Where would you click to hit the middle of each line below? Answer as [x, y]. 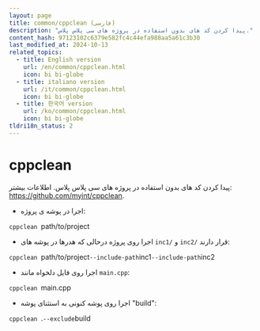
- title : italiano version [60, 82]
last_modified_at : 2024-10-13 [59, 45]
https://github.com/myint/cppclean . [67, 196]
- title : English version [59, 60]
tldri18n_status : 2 [41, 126]
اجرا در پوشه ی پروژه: [53, 211]
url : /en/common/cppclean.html [75, 67]
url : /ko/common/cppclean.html [75, 112]
